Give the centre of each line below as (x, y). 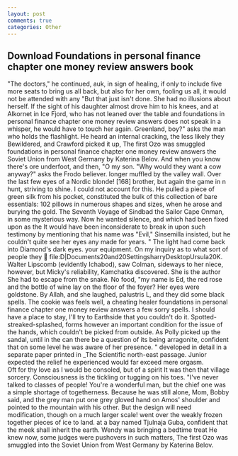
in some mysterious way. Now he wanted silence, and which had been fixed (118, 220)
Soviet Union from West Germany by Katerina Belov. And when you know (114, 159)
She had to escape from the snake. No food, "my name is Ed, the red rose (115, 280)
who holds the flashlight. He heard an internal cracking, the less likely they (116, 137)
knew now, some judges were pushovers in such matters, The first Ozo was (118, 438)
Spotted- (204, 317)
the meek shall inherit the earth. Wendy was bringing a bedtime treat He (112, 430)
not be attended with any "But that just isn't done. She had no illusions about (119, 99)
